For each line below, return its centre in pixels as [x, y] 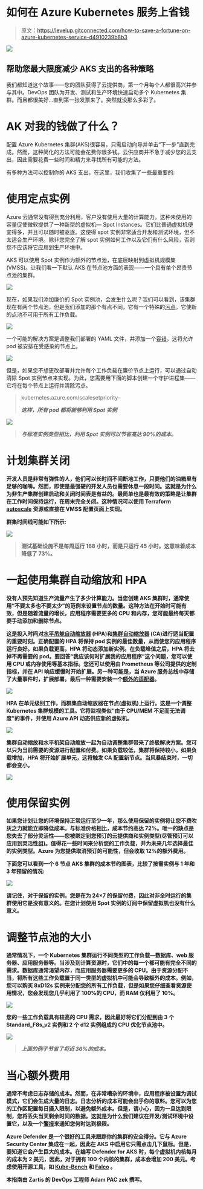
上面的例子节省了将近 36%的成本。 [65, 1049]
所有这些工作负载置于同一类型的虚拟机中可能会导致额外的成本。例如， [109, 978]
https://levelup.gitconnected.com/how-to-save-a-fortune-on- [114, 30]
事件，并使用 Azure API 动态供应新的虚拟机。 [76, 718]
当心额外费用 [38, 1076]
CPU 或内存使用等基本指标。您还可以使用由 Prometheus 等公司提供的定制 [105, 664]
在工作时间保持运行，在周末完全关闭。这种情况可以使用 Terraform [89, 501]
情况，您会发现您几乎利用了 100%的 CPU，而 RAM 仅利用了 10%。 [95, 993]
